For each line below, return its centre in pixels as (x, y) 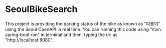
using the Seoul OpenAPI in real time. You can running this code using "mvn (83, 29)
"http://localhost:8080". (29, 40)
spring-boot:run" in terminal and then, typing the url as (61, 34)
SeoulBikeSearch (41, 9)
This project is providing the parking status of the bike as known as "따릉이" (83, 23)
